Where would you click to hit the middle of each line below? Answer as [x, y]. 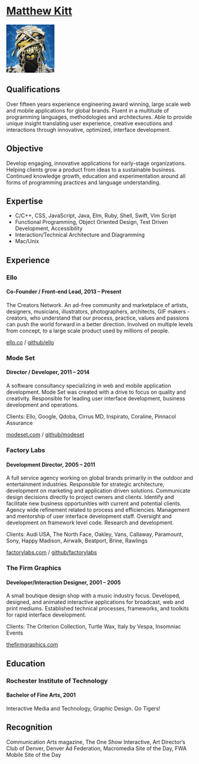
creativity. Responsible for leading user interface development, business [96, 399]
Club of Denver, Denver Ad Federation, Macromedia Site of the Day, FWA [96, 748]
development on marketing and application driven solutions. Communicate [98, 491]
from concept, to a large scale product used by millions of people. [88, 331]
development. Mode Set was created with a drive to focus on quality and [96, 392]
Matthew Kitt [39, 11]
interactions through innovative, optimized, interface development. [89, 129]
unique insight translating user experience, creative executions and [89, 123]
